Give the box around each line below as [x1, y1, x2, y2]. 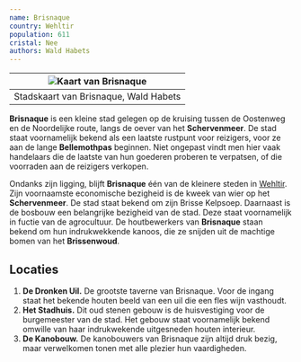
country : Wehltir [9, 22, 75, 31]
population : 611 [9, 30, 70, 39]
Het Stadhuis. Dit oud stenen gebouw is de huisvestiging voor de [22, 305, 265, 315]
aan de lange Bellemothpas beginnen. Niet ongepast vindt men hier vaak [9, 142, 281, 153]
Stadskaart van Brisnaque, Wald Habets [13, 91, 181, 103]
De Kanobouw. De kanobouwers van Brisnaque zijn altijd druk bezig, [22, 333, 278, 344]
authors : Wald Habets [9, 47, 91, 56]
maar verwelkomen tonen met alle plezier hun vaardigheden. [22, 342, 247, 353]
